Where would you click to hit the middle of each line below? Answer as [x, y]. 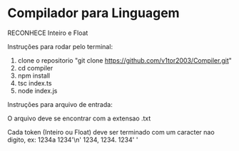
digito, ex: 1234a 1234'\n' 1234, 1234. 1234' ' [73, 140]
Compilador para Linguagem [93, 13]
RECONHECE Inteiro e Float [48, 33]
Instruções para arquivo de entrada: [60, 104]
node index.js [37, 90]
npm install [34, 75]
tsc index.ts [35, 83]
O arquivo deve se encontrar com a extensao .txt [79, 118]
